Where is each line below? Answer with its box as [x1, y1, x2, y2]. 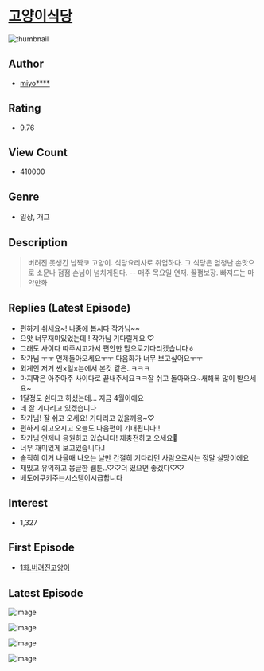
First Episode [8, 541, 76, 555]
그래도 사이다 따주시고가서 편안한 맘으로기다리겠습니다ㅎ [19, 343, 195, 353]
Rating [8, 101, 41, 116]
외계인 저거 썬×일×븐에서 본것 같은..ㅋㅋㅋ [19, 363, 151, 373]
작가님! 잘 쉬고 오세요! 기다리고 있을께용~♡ [19, 413, 155, 422]
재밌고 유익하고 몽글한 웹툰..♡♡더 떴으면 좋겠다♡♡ [19, 463, 184, 473]
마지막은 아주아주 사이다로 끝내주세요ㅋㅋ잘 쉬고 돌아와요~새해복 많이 [19, 373, 235, 383]
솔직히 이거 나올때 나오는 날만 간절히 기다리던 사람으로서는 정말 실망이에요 [19, 453, 250, 462]
